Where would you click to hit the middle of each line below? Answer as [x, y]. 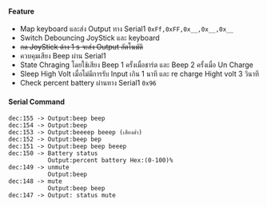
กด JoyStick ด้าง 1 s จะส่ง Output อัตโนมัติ [82, 47]
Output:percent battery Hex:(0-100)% [110, 161]
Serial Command [37, 102]
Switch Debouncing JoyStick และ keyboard [90, 38]
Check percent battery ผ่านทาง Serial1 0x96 [88, 83]
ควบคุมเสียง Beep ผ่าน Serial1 [63, 56]
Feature [21, 11]
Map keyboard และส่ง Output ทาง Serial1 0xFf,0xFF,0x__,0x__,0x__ [127, 29]
